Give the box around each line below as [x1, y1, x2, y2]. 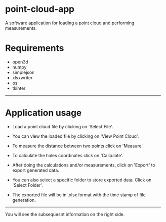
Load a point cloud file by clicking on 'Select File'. [12, 123, 114, 129]
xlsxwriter [12, 74, 33, 80]
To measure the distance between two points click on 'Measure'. [12, 143, 144, 149]
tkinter [12, 85, 26, 91]
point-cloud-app [5, 3, 75, 15]
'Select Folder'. [12, 182, 43, 188]
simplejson [12, 69, 35, 75]
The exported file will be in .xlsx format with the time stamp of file [12, 192, 146, 198]
